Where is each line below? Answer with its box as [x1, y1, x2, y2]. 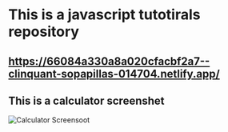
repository [8, 22, 80, 41]
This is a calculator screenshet [8, 94, 166, 107]
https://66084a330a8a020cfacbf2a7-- [8, 54, 210, 68]
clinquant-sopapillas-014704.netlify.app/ [8, 66, 220, 81]
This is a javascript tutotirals [8, 6, 201, 24]
